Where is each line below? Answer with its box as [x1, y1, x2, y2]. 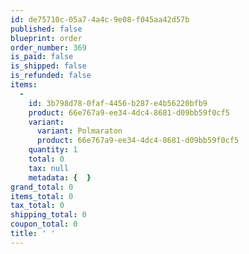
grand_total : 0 [10, 182, 74, 192]
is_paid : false [10, 52, 74, 62]
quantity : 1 [28, 145, 78, 155]
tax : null [28, 163, 70, 173]
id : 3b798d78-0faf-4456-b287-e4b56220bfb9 [28, 98, 208, 108]
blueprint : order [10, 33, 83, 43]
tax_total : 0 [10, 201, 65, 211]
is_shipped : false [10, 61, 87, 71]
